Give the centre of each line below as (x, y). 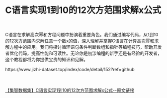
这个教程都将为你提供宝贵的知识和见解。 (46, 59)
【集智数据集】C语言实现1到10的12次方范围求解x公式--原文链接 (70, 90)
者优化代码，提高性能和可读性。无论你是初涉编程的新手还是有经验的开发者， (83, 53)
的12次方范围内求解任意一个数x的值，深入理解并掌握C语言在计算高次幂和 (80, 41)
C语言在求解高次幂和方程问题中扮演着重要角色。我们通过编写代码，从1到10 (82, 34)
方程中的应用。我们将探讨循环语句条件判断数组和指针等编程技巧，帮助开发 (85, 47)
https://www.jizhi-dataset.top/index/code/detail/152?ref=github (70, 69)
